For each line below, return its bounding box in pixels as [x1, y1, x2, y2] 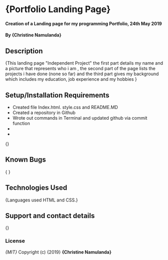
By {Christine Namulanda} [5, 32, 62, 38]
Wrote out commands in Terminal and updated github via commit [12, 115, 148, 121]
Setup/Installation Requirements [5, 91, 109, 99]
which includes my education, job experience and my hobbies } [5, 76, 137, 82]
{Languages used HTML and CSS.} [5, 197, 78, 203]
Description [5, 46, 43, 55]
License [5, 237, 25, 244]
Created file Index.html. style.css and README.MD [12, 105, 119, 110]
